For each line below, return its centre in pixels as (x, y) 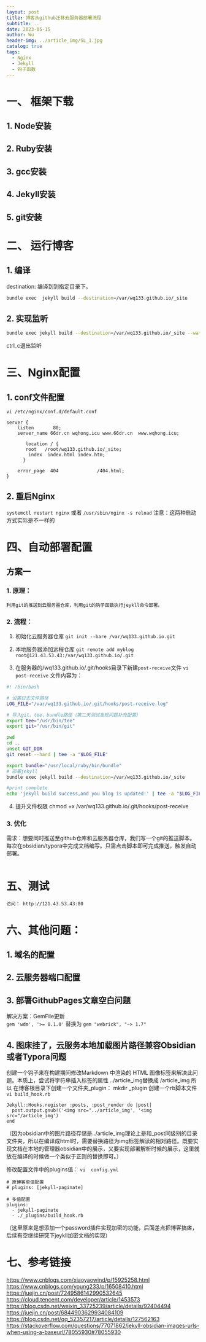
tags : (13, 52)
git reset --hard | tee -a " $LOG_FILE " (57, 754)
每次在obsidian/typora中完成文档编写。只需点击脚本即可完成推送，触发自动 (101, 846)
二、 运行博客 (40, 246)
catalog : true (25, 47)
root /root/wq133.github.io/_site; (74, 450)
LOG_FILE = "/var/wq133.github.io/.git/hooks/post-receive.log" (87, 704)
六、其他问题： (44, 930)
